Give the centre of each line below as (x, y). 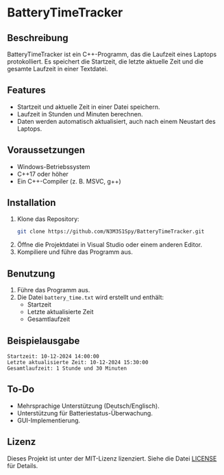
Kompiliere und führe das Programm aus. (75, 252)
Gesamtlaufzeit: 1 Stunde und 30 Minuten (67, 368)
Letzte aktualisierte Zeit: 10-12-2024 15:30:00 (78, 362)
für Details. (23, 465)
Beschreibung (38, 38)
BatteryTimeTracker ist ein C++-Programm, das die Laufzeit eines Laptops (112, 54)
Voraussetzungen (46, 150)
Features (26, 90)
